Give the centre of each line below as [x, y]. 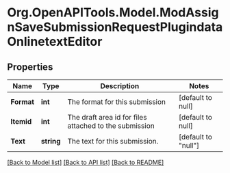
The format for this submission [117, 102]
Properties [30, 67]
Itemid [21, 121]
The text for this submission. [113, 141]
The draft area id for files [107, 117]
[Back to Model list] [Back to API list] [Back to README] [86, 162]
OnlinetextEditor [55, 42]
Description [120, 86]
